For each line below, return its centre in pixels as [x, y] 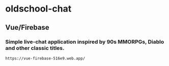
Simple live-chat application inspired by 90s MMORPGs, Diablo [85, 42]
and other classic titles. [35, 48]
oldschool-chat [38, 9]
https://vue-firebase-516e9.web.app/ [45, 58]
